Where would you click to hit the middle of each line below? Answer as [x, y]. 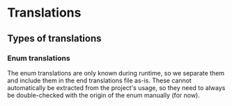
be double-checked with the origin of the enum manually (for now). [104, 95]
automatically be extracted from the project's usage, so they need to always [116, 87]
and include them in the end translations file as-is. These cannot [99, 80]
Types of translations [54, 38]
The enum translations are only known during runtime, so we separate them [116, 73]
